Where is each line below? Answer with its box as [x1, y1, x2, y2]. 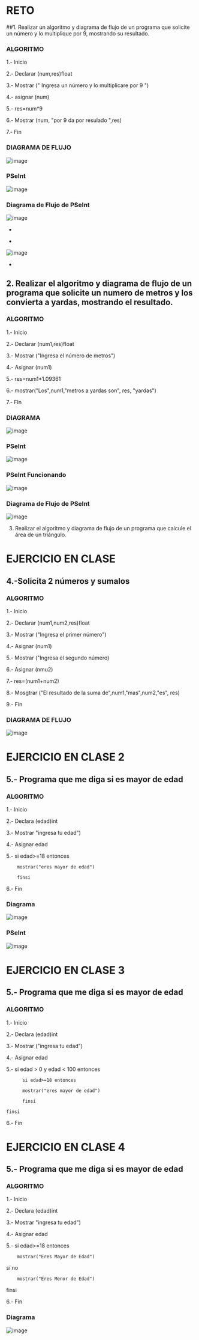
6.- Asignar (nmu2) [6, 665, 53, 673]
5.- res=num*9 [6, 105, 43, 112]
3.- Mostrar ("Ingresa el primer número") [6, 631, 107, 638]
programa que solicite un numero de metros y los [6, 288, 193, 298]
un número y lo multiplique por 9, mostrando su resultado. [6, 29, 150, 37]
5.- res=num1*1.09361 [6, 375, 61, 382]
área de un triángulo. [14, 531, 67, 538]
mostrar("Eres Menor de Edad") [17, 1276, 95, 1282]
